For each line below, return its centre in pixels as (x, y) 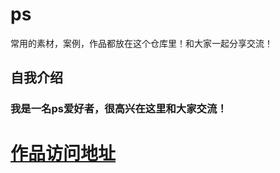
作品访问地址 (63, 154)
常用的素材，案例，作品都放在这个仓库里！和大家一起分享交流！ (141, 43)
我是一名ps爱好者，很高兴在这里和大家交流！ (119, 109)
